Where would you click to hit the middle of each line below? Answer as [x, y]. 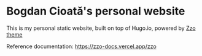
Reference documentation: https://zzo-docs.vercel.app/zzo [81, 46]
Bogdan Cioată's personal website [96, 11]
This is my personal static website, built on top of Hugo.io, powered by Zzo [101, 28]
